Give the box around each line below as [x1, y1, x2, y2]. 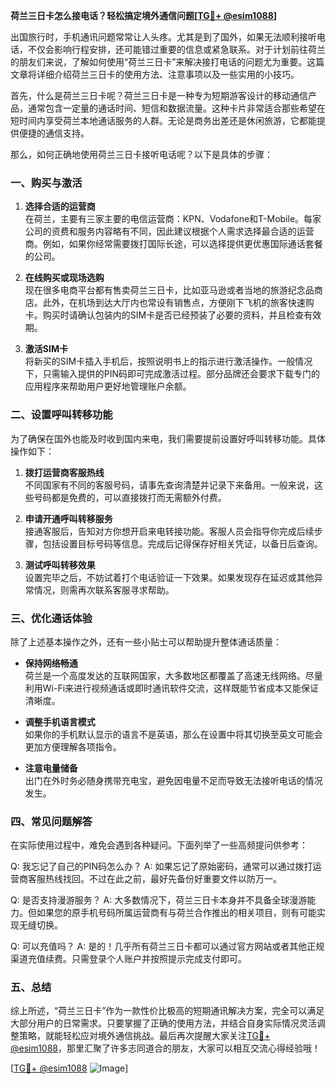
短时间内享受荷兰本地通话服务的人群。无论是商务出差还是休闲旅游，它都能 [10, 115, 317, 126]
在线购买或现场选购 [24, 272, 105, 284]
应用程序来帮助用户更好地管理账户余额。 [24, 380, 192, 393]
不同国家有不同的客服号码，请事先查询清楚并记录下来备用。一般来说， [24, 479, 315, 491]
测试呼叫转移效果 [24, 559, 96, 571]
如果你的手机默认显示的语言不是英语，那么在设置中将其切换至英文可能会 [24, 728, 323, 740]
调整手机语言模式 [24, 715, 96, 728]
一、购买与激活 [10, 175, 83, 189]
